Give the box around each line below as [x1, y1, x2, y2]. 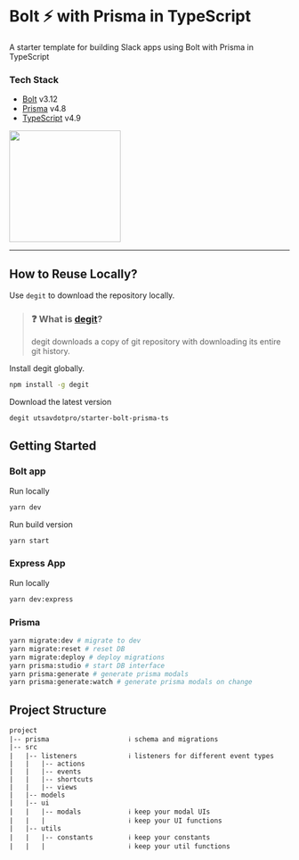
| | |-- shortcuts [9, 775, 93, 784]
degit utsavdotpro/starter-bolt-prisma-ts [9, 414, 169, 423]
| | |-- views [9, 783, 77, 792]
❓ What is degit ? [30, 312, 103, 325]
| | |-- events [9, 767, 82, 776]
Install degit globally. [9, 363, 85, 374]
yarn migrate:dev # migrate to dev [9, 636, 141, 645]
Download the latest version [9, 397, 112, 408]
